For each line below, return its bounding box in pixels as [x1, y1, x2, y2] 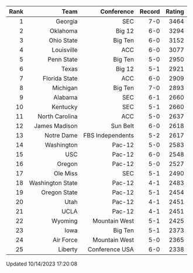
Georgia [56, 18, 78, 25]
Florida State [43, 74, 78, 82]
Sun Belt [111, 122, 135, 130]
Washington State [29, 179, 78, 186]
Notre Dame [44, 132, 78, 139]
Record [139, 8, 160, 15]
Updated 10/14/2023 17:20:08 [6, 260, 78, 267]
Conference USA [87, 246, 135, 253]
